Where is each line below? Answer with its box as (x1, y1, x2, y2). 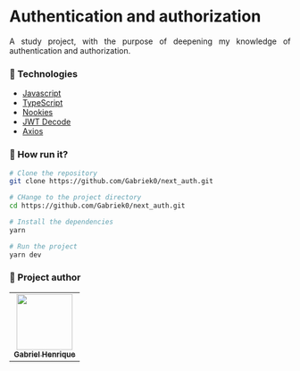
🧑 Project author (9, 271, 81, 283)
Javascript (21, 88, 62, 99)
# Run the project (9, 241, 78, 251)
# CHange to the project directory (9, 193, 142, 202)
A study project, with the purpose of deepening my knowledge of (9, 36, 291, 46)
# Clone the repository (9, 168, 98, 178)
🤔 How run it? (9, 148, 69, 161)
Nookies (21, 107, 54, 118)
